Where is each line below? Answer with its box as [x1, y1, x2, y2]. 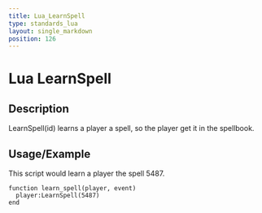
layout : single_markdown [8, 27, 93, 35]
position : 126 [8, 34, 57, 43]
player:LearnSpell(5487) [15, 192, 100, 200]
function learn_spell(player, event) [8, 185, 137, 193]
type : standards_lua [8, 20, 79, 28]
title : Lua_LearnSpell [8, 11, 85, 20]
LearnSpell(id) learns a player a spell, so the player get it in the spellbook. [8, 124, 255, 133]
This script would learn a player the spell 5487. [8, 168, 165, 179]
